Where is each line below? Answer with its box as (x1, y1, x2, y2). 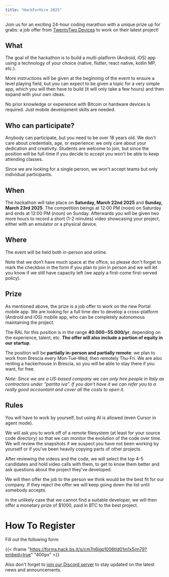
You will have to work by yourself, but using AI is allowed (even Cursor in (5, 415, 156, 421)
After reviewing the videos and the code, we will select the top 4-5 (5, 456, 144, 462)
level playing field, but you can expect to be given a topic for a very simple (5, 80, 160, 87)
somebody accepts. (5, 487, 47, 493)
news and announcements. (5, 567, 62, 573)
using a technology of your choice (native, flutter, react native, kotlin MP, (5, 60, 156, 66)
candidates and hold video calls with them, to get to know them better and (5, 461, 160, 467)
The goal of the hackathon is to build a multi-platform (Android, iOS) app (5, 55, 156, 61)
